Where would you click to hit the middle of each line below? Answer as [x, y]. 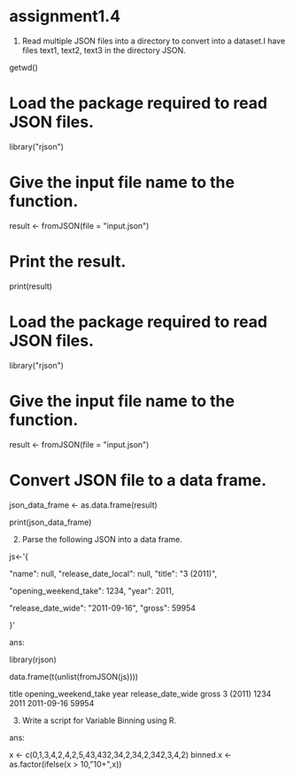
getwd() [23, 67]
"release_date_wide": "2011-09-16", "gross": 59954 [103, 608]
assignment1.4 [65, 16]
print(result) [31, 286]
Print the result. [68, 261]
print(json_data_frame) [50, 522]
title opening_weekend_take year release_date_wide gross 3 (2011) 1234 [140, 694]
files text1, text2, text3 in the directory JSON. [104, 50]
